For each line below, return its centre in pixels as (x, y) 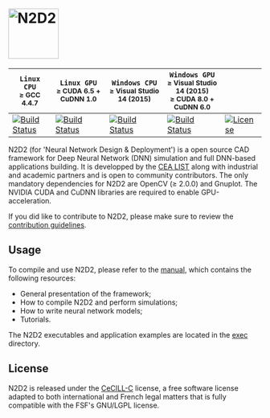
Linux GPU (79, 83)
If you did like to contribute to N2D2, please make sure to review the (121, 216)
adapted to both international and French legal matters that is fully (117, 396)
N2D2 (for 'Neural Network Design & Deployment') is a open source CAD (129, 150)
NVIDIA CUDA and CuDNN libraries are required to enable (104, 192)
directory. (24, 343)
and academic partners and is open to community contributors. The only (129, 175)
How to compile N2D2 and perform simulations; (99, 302)
